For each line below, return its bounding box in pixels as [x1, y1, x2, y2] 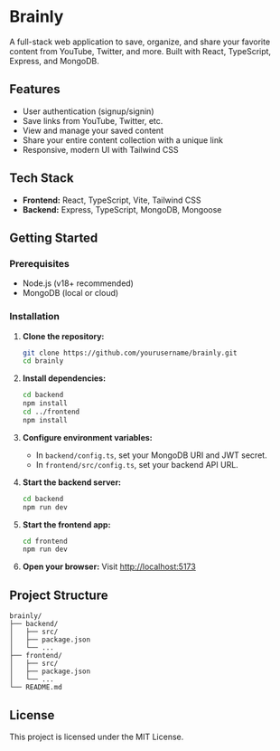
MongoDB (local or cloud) [22, 288, 119, 299]
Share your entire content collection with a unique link [22, 134, 224, 146]
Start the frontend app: [22, 518, 111, 530]
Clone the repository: [22, 330, 105, 341]
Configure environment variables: [22, 432, 153, 442]
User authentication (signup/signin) [22, 106, 154, 117]
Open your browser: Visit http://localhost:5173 [22, 561, 196, 572]
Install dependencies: [22, 373, 107, 384]
